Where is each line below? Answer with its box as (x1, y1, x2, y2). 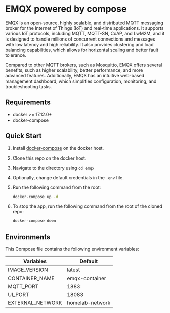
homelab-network (67, 299, 111, 306)
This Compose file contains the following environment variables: (5, 246, 139, 252)
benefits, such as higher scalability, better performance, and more (5, 67, 143, 73)
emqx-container (67, 275, 106, 282)
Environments (5, 232, 51, 241)
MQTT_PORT (8, 283, 39, 290)
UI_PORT (8, 291, 29, 298)
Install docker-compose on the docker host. (12, 145, 104, 151)
